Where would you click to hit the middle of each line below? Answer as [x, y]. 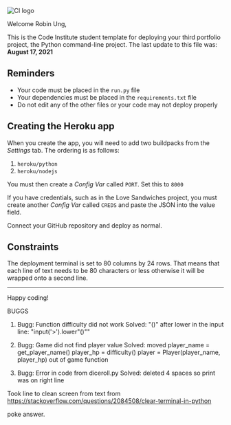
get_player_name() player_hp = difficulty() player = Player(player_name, [119, 352]
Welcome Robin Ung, [37, 24]
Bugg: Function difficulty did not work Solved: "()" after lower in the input [120, 325]
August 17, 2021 [30, 52]
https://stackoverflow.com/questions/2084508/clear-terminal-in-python [109, 401]
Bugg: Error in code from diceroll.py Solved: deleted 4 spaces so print [116, 373]
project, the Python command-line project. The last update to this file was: [112, 44]
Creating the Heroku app [61, 126]
